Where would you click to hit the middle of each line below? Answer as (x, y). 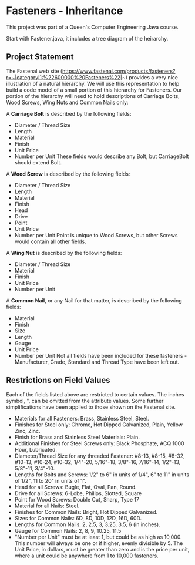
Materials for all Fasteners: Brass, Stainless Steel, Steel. (82, 418)
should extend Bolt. (38, 162)
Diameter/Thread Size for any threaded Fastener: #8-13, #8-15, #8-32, (100, 456)
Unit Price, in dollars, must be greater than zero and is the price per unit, (102, 549)
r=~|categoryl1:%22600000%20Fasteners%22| (64, 77)
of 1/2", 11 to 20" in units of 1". (50, 480)
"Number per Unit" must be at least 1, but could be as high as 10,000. (98, 537)
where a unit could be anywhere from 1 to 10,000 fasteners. (86, 556)
